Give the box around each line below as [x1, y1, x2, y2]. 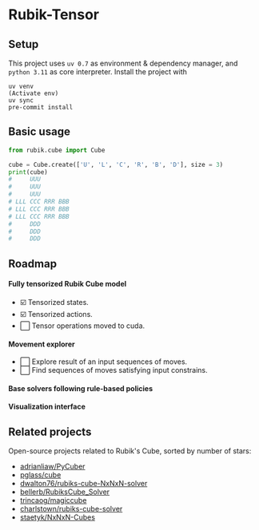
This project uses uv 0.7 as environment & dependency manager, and [8, 58, 238, 68]
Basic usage [8, 125, 70, 139]
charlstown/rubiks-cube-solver [19, 504, 123, 514]
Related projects [8, 425, 92, 438]
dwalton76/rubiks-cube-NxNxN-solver [19, 479, 148, 488]
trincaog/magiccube [19, 496, 87, 505]
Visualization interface [8, 401, 86, 412]
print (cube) [8, 168, 48, 176]
